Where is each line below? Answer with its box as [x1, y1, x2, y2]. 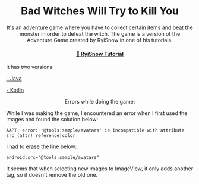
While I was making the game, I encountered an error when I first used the [6, 110, 188, 117]
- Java [6, 75, 22, 82]
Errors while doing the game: [64, 98, 135, 105]
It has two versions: [6, 64, 55, 71]
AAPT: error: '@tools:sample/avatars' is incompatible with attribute [6, 127, 185, 133]
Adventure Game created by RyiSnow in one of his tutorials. [26, 36, 173, 43]
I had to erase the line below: [6, 143, 77, 150]
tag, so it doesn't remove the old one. [6, 171, 98, 179]
